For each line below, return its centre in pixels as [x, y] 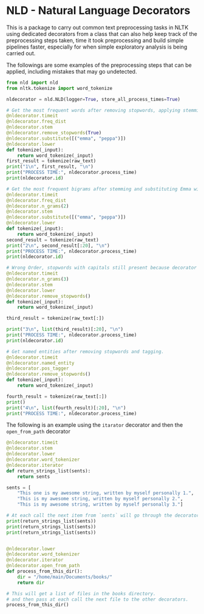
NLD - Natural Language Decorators [98, 11]
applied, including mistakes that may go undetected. [72, 71]
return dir [31, 582]
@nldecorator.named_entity [40, 363]
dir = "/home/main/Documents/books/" [65, 577]
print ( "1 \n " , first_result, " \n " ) [50, 167]
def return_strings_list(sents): [49, 471]
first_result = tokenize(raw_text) [51, 161]
